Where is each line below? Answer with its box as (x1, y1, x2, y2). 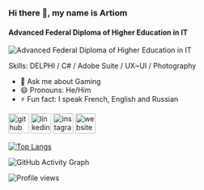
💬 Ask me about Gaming (19, 77, 101, 87)
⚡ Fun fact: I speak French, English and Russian (19, 95, 179, 104)
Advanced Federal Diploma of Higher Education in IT (8, 27, 189, 37)
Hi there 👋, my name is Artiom (8, 7, 128, 19)
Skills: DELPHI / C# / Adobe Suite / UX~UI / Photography (8, 61, 197, 71)
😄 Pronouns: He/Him (19, 85, 91, 95)
